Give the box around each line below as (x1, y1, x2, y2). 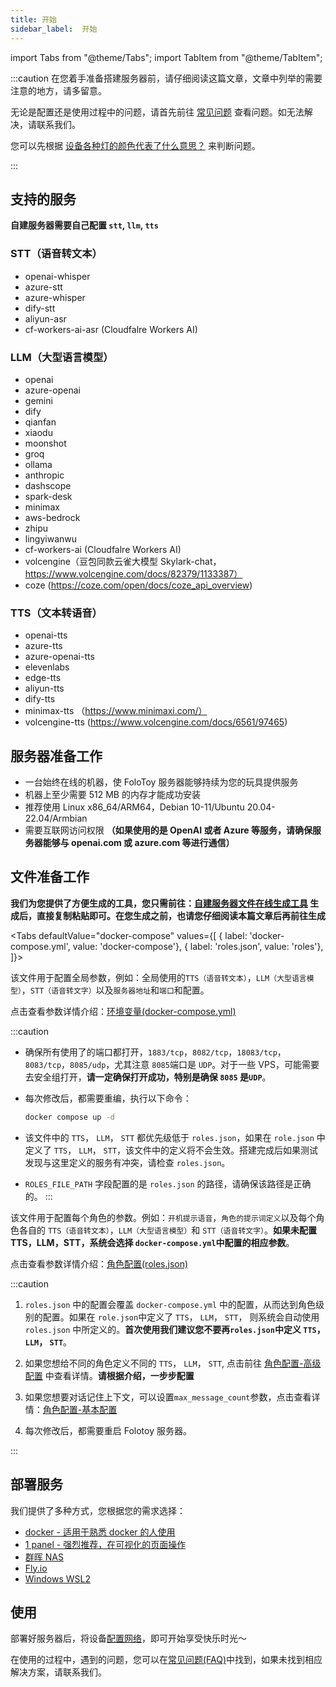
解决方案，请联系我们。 (10, 1666, 107, 1678)
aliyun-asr (24, 312, 67, 325)
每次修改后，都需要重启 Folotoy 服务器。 (24, 1424, 192, 1436)
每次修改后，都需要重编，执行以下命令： (24, 1092, 192, 1104)
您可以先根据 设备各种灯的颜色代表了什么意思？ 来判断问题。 (10, 139, 261, 151)
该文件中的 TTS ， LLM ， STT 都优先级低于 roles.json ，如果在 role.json (24, 1131, 315, 1143)
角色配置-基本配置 (42, 1403, 118, 1415)
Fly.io (24, 1562, 48, 1574)
